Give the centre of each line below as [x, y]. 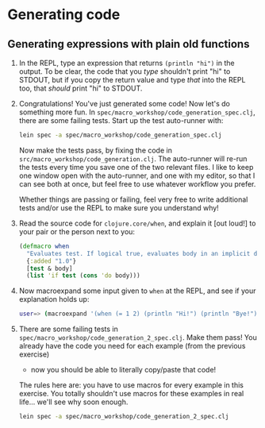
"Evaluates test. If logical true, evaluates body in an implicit [138, 253]
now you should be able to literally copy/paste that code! [123, 370]
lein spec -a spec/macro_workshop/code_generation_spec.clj [120, 135]
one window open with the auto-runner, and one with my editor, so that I [137, 175]
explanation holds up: [54, 299]
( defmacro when [44, 246]
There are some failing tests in [68, 329]
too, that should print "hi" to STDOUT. [81, 88]
